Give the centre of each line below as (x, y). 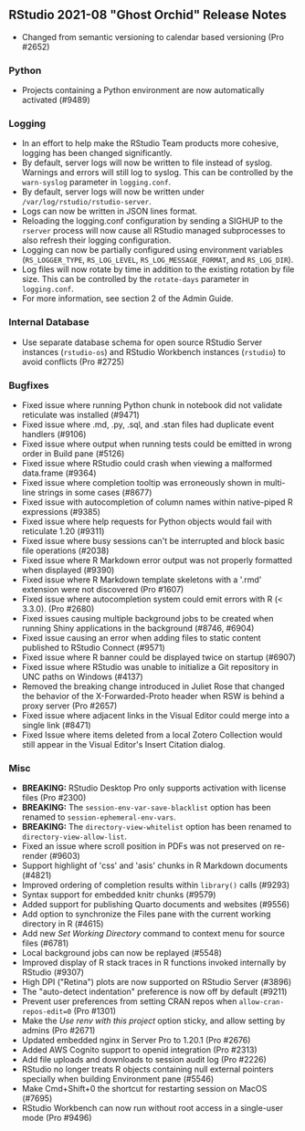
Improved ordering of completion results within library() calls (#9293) (156, 885)
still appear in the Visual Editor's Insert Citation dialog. (123, 744)
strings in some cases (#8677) (95, 492)
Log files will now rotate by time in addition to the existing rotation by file (158, 269)
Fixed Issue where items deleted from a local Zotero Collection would (152, 735)
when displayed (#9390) (68, 570)
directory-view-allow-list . (74, 837)
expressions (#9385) (61, 512)
